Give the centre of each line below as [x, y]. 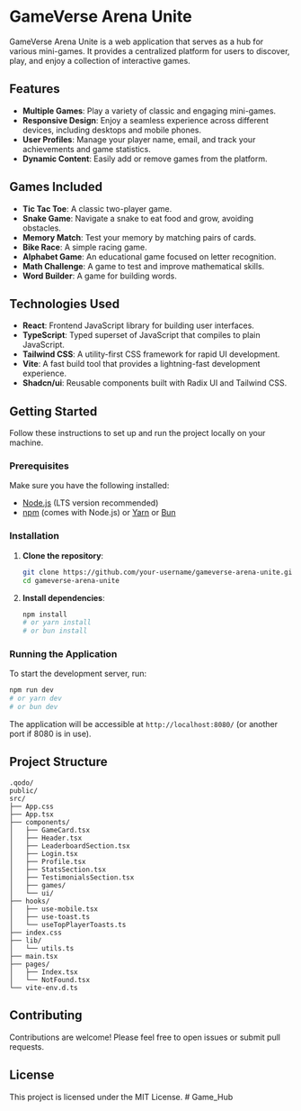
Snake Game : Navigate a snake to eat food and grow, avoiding [138, 218]
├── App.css [31, 806]
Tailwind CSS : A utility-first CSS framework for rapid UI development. [151, 354]
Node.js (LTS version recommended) [90, 503]
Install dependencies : [63, 597]
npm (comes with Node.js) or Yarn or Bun [99, 513]
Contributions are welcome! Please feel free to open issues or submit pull [145, 1037]
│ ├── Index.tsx [44, 972]
